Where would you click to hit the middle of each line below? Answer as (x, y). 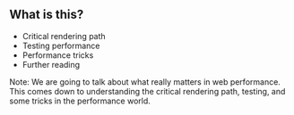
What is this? (47, 15)
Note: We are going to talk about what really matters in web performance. (145, 82)
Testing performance (61, 45)
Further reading (51, 64)
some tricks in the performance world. (80, 101)
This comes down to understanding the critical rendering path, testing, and (147, 91)
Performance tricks (58, 55)
